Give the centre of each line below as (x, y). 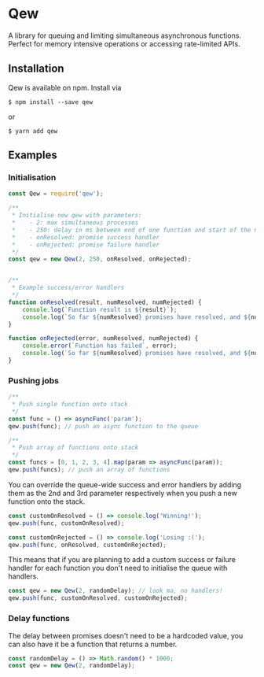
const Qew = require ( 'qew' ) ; (56, 194)
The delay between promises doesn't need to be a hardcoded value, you (126, 635)
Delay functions (39, 619)
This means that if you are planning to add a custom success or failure (122, 560)
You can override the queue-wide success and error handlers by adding (125, 484)
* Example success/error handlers (68, 288)
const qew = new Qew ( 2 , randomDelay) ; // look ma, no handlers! (115, 591)
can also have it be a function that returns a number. (93, 644)
